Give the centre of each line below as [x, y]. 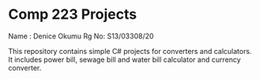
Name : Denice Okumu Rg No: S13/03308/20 [81, 36]
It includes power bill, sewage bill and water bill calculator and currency [124, 59]
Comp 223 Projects [73, 14]
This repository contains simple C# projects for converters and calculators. [130, 51]
